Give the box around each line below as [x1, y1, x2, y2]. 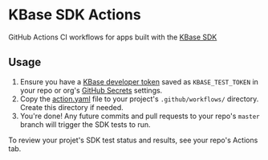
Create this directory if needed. [19, 102, 124, 112]
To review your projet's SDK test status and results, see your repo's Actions [8, 135, 258, 145]
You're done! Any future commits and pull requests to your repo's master [19, 111, 260, 121]
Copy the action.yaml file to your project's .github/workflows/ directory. [19, 94, 259, 104]
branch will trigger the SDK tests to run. [19, 119, 151, 129]
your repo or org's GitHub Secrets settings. [19, 85, 163, 95]
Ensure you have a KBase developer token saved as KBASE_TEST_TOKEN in [19, 76, 259, 86]
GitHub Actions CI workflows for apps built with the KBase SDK [8, 32, 217, 42]
